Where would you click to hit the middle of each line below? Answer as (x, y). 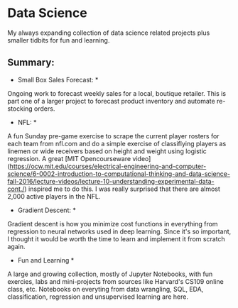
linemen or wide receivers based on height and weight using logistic (107, 151)
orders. (45, 109)
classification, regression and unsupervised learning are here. (98, 297)
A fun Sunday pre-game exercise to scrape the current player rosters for (113, 136)
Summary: (31, 63)
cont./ (16, 189)
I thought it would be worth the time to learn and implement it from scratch (116, 238)
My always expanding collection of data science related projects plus (109, 33)
